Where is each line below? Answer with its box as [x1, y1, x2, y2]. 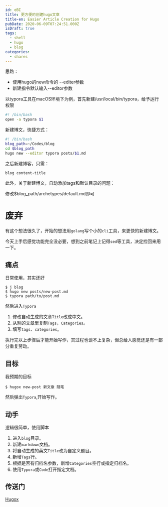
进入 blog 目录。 [12, 435, 44, 441]
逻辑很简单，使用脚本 [5, 425, 49, 430]
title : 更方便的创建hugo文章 [5, 12, 60, 17]
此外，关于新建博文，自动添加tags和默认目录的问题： [5, 180, 115, 186]
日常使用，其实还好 [5, 275, 45, 281]
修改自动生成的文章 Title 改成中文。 [12, 314, 85, 320]
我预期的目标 [5, 373, 31, 379]
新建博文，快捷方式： [5, 126, 49, 133]
